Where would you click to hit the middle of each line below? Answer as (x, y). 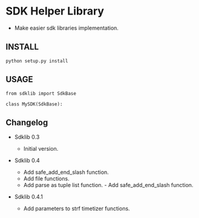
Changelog (27, 122)
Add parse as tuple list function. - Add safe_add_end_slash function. (108, 185)
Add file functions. (47, 179)
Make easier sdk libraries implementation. (67, 28)
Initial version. (41, 149)
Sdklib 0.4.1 (28, 197)
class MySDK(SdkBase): (34, 104)
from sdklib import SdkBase (41, 93)
